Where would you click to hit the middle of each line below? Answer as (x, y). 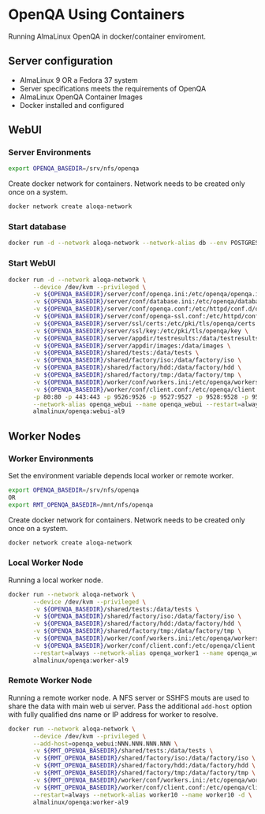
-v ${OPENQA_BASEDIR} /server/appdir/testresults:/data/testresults (146, 338)
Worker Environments (51, 459)
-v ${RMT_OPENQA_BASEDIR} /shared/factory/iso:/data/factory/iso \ (144, 758)
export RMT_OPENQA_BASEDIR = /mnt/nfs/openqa (81, 505)
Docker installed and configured (72, 105)
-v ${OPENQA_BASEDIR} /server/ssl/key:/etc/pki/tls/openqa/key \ (140, 331)
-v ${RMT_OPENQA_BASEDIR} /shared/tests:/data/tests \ (123, 751)
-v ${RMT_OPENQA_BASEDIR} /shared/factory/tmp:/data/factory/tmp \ (144, 773)
